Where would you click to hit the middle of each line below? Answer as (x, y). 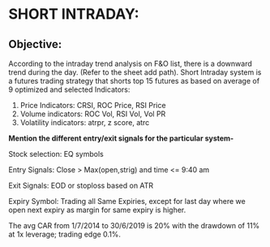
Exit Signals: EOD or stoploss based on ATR (81, 185)
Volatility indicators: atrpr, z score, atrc (85, 122)
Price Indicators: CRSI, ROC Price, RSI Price (93, 105)
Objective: (35, 44)
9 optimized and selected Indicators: (69, 89)
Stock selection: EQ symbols (56, 154)
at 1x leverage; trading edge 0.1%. (65, 234)
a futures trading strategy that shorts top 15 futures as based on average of (134, 81)
